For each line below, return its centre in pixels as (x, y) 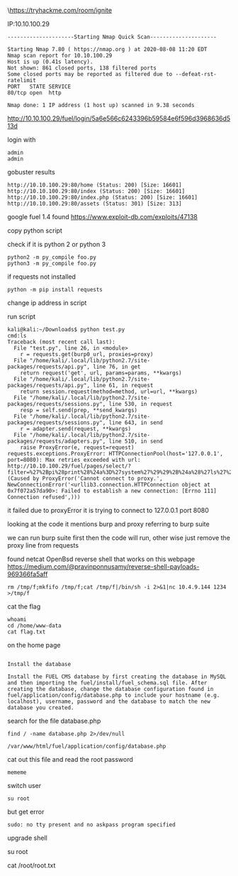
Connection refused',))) (44, 497)
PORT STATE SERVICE (39, 87)
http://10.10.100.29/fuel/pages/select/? (69, 466)
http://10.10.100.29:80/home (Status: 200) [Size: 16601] (95, 185)
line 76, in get (117, 367)
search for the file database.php (54, 721)
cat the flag (24, 606)
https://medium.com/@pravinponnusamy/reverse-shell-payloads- (103, 566)
